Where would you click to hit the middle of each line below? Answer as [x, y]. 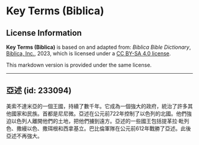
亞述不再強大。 [24, 135]
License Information [44, 33]
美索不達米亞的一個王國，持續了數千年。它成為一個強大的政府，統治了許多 [97, 106]
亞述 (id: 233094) [39, 91]
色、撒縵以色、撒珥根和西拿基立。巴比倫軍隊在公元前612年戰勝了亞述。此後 [99, 128]
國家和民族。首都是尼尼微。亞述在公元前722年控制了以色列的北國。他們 [99, 114]
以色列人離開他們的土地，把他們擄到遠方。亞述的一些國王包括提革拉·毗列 [100, 121]
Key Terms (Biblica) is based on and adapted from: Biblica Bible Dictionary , [99, 47]
